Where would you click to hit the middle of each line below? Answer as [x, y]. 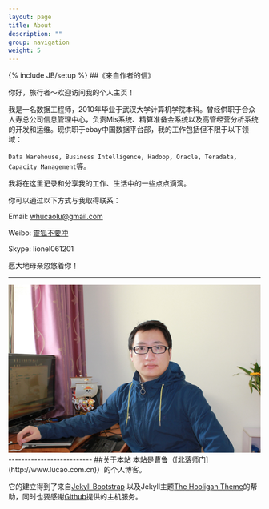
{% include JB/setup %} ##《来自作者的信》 [82, 75]
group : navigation [39, 42]
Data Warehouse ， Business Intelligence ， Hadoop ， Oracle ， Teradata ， [124, 157]
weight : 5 [25, 51]
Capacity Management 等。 [50, 166]
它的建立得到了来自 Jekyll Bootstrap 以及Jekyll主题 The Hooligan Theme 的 [129, 486]
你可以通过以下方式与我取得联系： [64, 201]
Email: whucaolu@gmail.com [56, 217]
